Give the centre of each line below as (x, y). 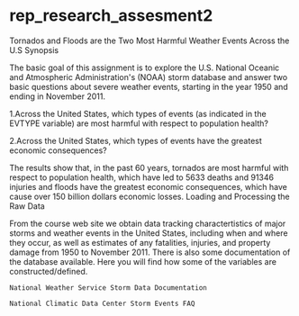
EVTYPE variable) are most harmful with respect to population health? (139, 123)
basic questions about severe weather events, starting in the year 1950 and (149, 86)
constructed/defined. (49, 271)
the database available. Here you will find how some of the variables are (143, 261)
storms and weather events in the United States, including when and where (149, 233)
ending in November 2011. (58, 96)
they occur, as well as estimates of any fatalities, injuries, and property (140, 242)
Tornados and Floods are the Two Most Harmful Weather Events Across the (149, 41)
